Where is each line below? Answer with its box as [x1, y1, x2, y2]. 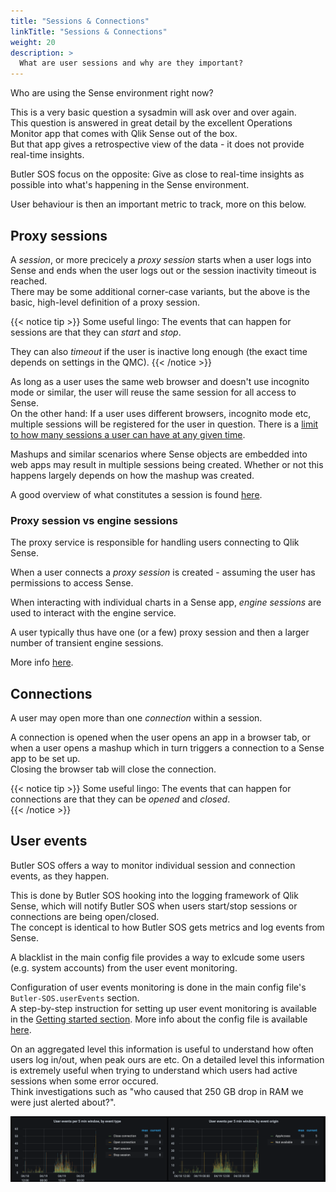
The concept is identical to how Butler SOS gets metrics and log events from [10, 921, 325, 933]
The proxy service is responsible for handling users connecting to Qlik [10, 536, 300, 549]
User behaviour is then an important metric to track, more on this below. [10, 198, 307, 210]
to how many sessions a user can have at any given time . [10, 428, 246, 440]
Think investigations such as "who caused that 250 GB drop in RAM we [10, 1085, 304, 1097]
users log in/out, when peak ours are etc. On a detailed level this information [10, 1053, 325, 1065]
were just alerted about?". [10, 1096, 117, 1108]
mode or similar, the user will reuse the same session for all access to [10, 386, 297, 398]
